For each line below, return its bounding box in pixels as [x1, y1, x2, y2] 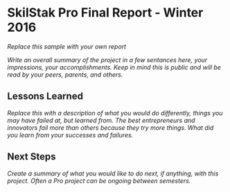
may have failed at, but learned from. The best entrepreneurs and [7, 116, 195, 124]
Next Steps [7, 151, 56, 163]
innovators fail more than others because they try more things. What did [7, 123, 214, 132]
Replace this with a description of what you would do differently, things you [7, 108, 223, 117]
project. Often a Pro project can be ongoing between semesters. [7, 176, 191, 184]
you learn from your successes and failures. [7, 131, 134, 139]
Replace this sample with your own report [7, 42, 127, 50]
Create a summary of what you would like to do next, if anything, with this [7, 169, 219, 177]
